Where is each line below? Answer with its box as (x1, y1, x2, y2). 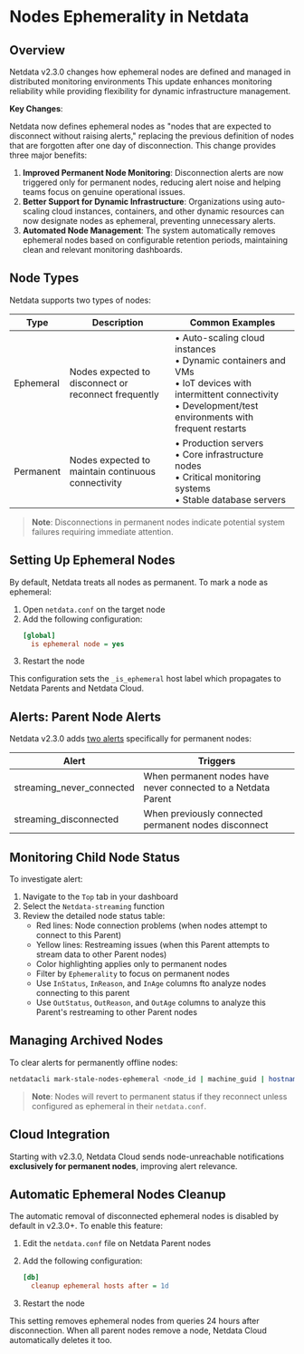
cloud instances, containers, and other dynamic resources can (51, 206, 285, 217)
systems (175, 482, 211, 495)
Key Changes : (9, 103, 63, 114)
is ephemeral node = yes (31, 639, 125, 649)
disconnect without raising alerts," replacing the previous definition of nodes (9, 131, 294, 141)
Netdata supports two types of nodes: (9, 295, 151, 305)
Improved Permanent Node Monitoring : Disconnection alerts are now (22, 168, 284, 178)
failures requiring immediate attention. (31, 526, 174, 537)
